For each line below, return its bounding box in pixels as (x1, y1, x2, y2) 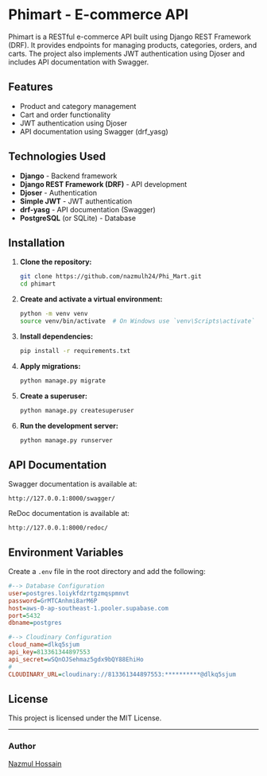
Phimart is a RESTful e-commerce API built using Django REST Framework (8, 32, 252, 41)
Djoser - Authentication (19, 188, 98, 197)
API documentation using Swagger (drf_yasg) (19, 126, 168, 136)
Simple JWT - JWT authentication (19, 196, 133, 206)
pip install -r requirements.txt (19, 347, 131, 355)
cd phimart (19, 280, 56, 288)
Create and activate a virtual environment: (19, 294, 163, 304)
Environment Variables (8, 545, 124, 559)
